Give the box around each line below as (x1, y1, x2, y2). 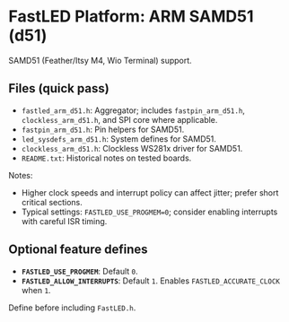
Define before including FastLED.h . (8, 302, 136, 313)
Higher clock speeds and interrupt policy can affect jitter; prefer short (21, 187, 279, 198)
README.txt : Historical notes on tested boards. (21, 152, 192, 163)
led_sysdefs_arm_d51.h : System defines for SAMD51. (21, 133, 217, 144)
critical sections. (21, 196, 83, 207)
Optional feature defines (8, 242, 149, 257)
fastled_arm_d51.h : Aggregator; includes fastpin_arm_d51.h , (21, 105, 246, 116)
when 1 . (21, 284, 51, 295)
